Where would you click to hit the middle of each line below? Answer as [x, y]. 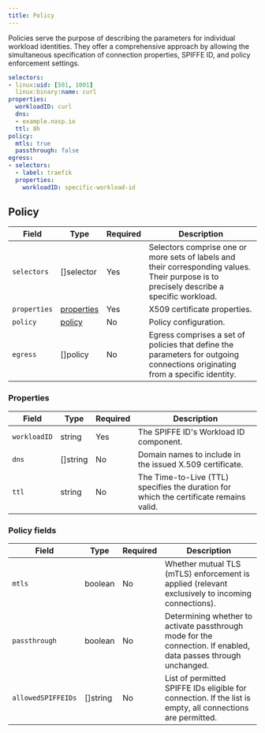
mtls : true [33, 143]
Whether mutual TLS [203, 564]
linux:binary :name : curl [56, 92]
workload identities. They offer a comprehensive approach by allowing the [129, 46]
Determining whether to [208, 616]
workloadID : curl [44, 107]
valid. [148, 507]
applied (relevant [196, 584]
